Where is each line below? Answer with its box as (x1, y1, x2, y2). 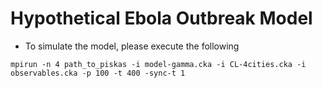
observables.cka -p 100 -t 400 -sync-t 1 (10, 68, 186, 78)
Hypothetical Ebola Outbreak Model (10, 7, 313, 30)
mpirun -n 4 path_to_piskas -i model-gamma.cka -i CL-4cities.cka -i (10, 59, 307, 69)
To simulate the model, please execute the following (24, 40, 240, 52)
